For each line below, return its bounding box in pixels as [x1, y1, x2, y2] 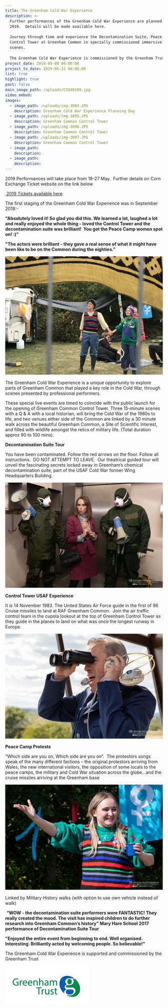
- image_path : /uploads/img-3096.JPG [9, 124, 88, 130]
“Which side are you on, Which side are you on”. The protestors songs [5, 754, 151, 760]
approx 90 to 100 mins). [5, 432, 54, 438]
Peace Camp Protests [5, 744, 51, 750]
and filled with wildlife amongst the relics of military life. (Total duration [5, 427, 151, 433]
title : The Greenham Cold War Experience [5, 8, 93, 13]
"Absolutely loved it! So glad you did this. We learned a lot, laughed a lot [5, 215, 158, 221]
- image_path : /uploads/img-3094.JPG [9, 103, 88, 108]
